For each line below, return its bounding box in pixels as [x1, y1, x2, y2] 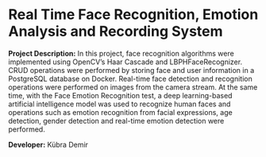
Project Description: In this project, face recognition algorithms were [8, 48, 234, 58]
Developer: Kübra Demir [8, 140, 89, 149]
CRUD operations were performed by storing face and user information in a [8, 65, 255, 75]
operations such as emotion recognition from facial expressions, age [8, 107, 233, 117]
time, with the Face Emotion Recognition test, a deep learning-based [8, 90, 233, 100]
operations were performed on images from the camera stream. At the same [8, 82, 258, 92]
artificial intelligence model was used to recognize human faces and [8, 99, 231, 109]
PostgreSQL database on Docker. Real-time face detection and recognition [8, 74, 253, 83]
